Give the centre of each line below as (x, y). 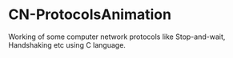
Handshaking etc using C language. (67, 44)
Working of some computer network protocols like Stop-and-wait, (117, 37)
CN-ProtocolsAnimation (90, 15)
